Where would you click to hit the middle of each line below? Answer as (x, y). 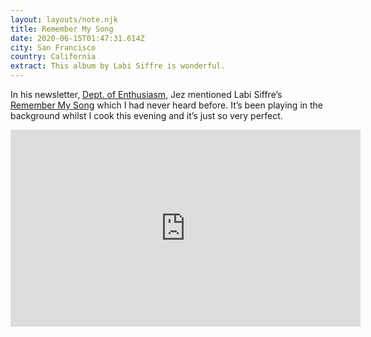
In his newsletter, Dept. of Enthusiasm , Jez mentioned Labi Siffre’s (146, 94)
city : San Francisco (53, 47)
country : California (53, 57)
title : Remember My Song (62, 29)
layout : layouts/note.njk (64, 19)
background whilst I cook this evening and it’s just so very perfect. (146, 115)
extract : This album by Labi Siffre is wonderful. (118, 66)
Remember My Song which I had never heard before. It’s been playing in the (167, 105)
